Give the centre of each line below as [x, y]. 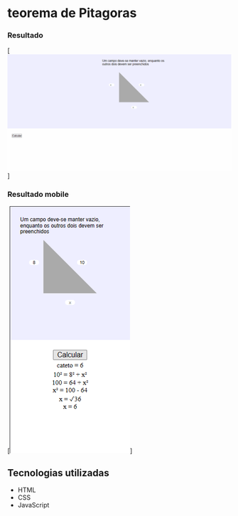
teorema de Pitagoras [72, 13]
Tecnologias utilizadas [58, 473]
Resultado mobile [38, 195]
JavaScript [33, 505]
